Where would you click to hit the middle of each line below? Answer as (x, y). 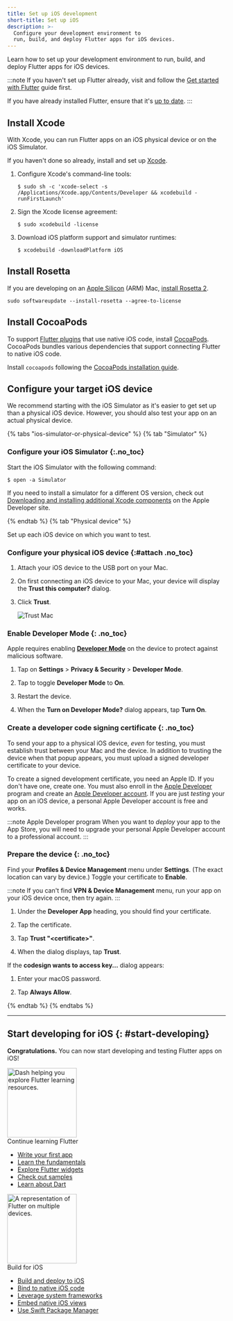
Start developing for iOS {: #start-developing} (109, 1034)
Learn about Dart (42, 1184)
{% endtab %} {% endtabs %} (50, 1005)
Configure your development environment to (77, 33)
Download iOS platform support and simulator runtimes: (97, 237)
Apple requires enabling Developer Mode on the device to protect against (113, 649)
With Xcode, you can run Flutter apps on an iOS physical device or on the (112, 139)
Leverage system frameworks (60, 1295)
